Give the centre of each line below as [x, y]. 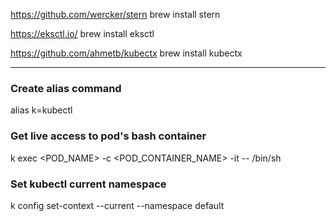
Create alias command [66, 88]
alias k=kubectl [41, 110]
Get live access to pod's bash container [108, 136]
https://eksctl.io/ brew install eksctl [82, 33]
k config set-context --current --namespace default [117, 205]
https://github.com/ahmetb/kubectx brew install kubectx [126, 53]
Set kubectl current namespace [88, 184]
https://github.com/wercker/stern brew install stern [115, 14]
